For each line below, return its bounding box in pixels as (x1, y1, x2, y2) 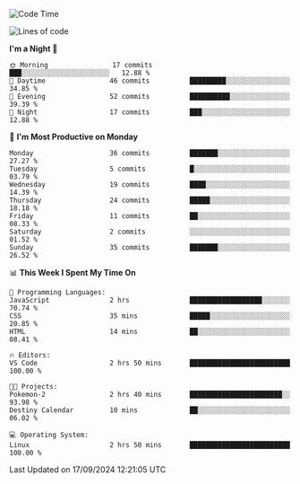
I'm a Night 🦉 (9, 43, 58, 54)
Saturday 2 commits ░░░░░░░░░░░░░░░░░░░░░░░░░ (9, 227, 291, 236)
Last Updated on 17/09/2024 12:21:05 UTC (9, 464, 167, 475)
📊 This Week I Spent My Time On (9, 268, 136, 277)
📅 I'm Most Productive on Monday (9, 131, 139, 142)
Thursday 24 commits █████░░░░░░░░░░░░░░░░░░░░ (9, 196, 291, 205)
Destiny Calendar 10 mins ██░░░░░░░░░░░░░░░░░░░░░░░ (9, 406, 291, 415)
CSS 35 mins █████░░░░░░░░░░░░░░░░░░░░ (9, 312, 291, 321)
